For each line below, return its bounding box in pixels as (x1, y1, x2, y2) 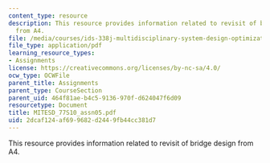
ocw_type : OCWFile (8, 71, 70, 79)
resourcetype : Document (8, 101, 88, 109)
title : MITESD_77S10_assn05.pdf (8, 109, 117, 117)
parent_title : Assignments (8, 79, 99, 87)
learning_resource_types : (8, 49, 95, 57)
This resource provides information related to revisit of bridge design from (8, 138, 254, 148)
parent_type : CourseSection (8, 86, 103, 95)
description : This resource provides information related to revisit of (8, 19, 257, 27)
